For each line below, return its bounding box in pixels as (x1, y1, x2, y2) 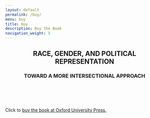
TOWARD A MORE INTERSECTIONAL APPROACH (24, 73, 145, 80)
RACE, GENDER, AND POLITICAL (33, 49, 136, 58)
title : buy (5, 21, 28, 27)
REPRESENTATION (55, 57, 114, 66)
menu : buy (5, 17, 26, 22)
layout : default (5, 7, 39, 13)
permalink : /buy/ (5, 12, 42, 17)
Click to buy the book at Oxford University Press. (5, 107, 107, 113)
